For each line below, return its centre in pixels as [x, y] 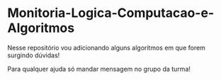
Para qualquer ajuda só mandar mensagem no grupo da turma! [99, 69]
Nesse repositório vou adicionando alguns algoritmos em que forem [106, 47]
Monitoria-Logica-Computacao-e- [111, 13]
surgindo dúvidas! [34, 55]
